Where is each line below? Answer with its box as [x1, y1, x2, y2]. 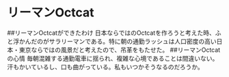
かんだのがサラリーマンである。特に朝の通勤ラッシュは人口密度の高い [18, 37, 217, 45]
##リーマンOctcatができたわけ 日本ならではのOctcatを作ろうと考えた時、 [7, 29, 215, 37]
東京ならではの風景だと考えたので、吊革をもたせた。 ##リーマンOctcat [18, 46, 221, 54]
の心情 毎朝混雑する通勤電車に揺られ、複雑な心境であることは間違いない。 [7, 54, 219, 62]
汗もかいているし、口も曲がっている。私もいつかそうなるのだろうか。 [7, 63, 204, 71]
